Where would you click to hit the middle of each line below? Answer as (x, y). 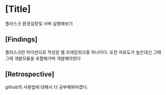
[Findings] (21, 40)
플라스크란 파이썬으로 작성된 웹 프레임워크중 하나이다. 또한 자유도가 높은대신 (79, 52)
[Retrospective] (30, 74)
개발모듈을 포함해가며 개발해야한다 (47, 58)
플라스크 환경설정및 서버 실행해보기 (39, 23)
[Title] (18, 9)
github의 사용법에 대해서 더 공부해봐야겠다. (47, 87)
